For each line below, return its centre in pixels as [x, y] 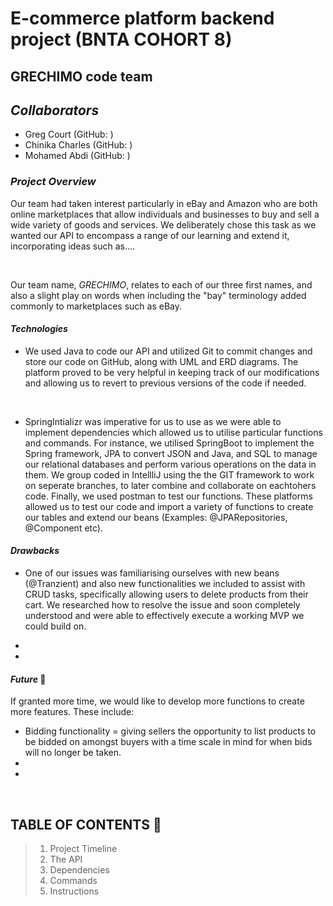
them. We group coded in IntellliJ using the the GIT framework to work [169, 474]
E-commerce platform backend [142, 18]
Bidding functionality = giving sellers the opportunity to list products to [170, 731]
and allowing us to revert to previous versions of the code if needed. [165, 383]
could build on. [55, 626]
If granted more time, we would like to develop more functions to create [157, 701]
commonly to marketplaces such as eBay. [96, 306]
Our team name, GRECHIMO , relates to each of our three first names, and [161, 284]
